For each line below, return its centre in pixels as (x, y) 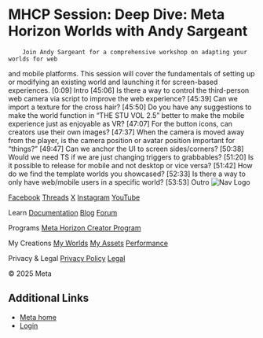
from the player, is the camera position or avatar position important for (122, 140)
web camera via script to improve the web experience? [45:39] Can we (123, 98)
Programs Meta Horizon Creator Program (75, 228)
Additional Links (49, 298)
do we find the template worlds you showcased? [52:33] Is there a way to (127, 174)
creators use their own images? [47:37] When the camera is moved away (126, 132)
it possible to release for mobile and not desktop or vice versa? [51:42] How (130, 165)
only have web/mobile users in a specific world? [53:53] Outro (109, 182)
